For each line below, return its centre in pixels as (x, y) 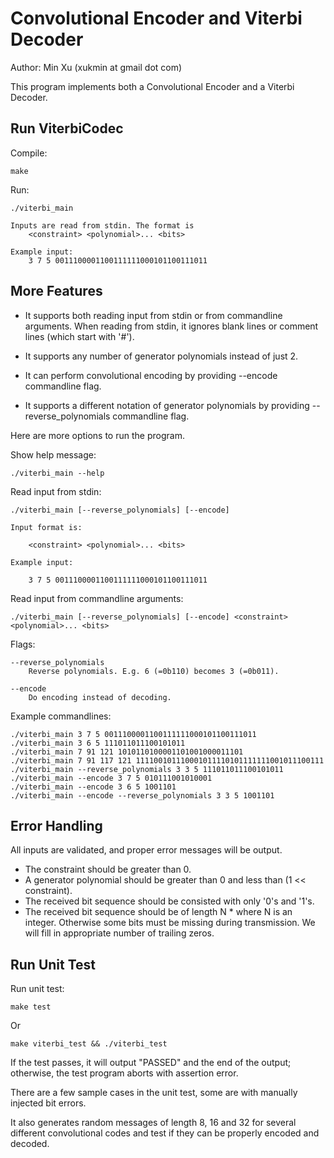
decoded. (30, 1144)
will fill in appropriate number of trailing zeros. (119, 933)
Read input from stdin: (56, 491)
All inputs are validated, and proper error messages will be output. (146, 850)
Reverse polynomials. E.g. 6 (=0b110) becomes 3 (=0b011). (154, 671)
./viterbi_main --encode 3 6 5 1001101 (93, 787)
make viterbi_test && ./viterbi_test (89, 1044)
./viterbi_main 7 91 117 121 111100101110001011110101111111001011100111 (167, 760)
